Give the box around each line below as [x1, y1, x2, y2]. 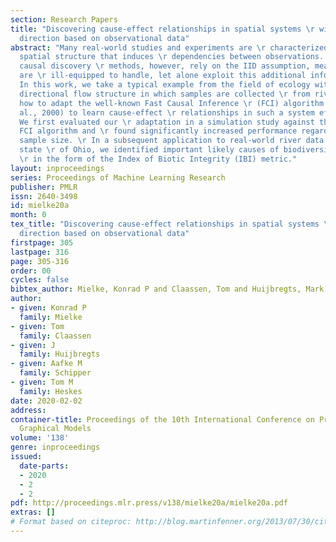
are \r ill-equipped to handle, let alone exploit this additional [19, 71, 307, 81]
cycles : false [10, 275, 70, 285]
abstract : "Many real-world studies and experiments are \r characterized [10, 42, 329, 53]
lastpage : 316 [10, 247, 70, 257]
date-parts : [19, 461, 70, 471]
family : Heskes [19, 386, 83, 396]
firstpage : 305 [10, 237, 74, 248]
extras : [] [10, 507, 56, 518]
